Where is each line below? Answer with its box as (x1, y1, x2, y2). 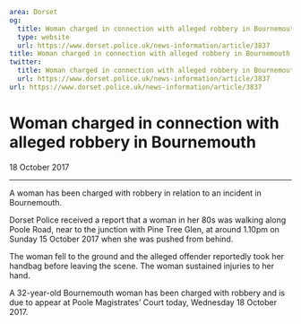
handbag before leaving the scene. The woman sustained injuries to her (9, 260, 275, 271)
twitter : (9, 57, 42, 66)
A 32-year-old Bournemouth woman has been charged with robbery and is (9, 287, 285, 298)
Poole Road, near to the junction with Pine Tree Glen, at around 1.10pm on (9, 223, 280, 234)
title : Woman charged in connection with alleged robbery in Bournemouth (9, 49, 291, 58)
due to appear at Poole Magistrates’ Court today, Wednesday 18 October (9, 296, 278, 308)
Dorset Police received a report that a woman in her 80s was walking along (9, 215, 287, 225)
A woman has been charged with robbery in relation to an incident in (9, 188, 262, 198)
